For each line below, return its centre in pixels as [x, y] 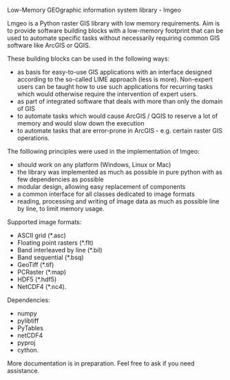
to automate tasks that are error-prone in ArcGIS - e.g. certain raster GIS [119, 131]
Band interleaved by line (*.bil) [60, 250]
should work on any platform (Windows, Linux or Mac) [94, 164]
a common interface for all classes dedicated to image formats [106, 194]
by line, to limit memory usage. [61, 209]
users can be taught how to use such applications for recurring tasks [115, 87]
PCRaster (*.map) [42, 272]
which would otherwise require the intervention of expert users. [107, 94]
